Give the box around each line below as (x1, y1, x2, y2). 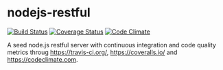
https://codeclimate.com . (7, 55, 78, 63)
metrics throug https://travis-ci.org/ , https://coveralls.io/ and (7, 48, 178, 56)
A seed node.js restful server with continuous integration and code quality (7, 40, 216, 49)
